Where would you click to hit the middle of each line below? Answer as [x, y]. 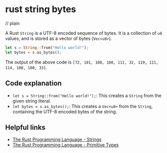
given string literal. [32, 101]
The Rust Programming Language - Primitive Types [66, 145]
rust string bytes [41, 9]
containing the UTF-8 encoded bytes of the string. [65, 112]
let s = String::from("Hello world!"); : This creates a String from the [87, 95]
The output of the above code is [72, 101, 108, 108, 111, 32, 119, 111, [82, 62]
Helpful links [25, 127]
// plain [13, 23]
